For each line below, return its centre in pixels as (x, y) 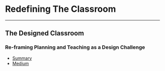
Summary (22, 58)
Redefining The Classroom (61, 9)
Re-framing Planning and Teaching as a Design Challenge (75, 47)
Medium (21, 63)
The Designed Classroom (45, 33)
